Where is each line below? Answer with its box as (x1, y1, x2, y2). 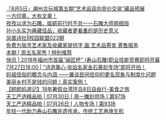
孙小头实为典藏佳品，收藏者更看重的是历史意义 (6, 27, 119, 34)
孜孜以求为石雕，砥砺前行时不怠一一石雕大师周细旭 (6, 20, 129, 26)
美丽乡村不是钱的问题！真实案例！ (6, 78, 88, 85)
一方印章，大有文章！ (6, 12, 57, 19)
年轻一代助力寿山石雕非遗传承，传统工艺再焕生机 (6, 108, 124, 114)
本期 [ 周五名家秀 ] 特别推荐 (6, 49, 72, 56)
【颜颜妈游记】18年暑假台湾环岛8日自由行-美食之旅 (6, 85, 130, 92)
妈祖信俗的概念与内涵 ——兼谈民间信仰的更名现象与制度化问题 (6, 71, 156, 78)
